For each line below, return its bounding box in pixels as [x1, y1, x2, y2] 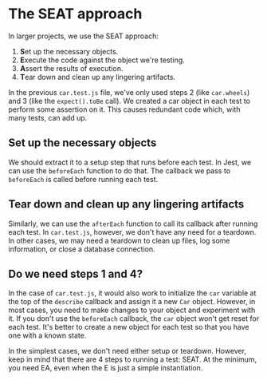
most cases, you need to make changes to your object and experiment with [8, 305, 256, 315]
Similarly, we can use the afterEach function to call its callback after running [8, 219, 258, 228]
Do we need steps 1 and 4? [8, 267, 143, 280]
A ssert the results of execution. [19, 63, 124, 73]
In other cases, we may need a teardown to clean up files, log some [8, 236, 230, 245]
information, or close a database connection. [8, 244, 155, 254]
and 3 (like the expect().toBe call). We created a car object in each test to [8, 96, 251, 105]
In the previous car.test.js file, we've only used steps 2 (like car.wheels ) [8, 87, 250, 97]
